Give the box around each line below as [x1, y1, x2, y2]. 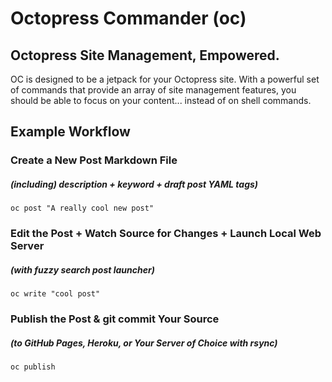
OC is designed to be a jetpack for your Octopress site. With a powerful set [10, 73, 320, 85]
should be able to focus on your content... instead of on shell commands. [10, 95, 312, 106]
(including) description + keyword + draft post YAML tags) [10, 178, 259, 190]
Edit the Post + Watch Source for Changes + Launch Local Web [10, 227, 322, 241]
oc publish [10, 362, 56, 372]
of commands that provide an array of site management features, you [10, 84, 297, 96]
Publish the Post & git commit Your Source [10, 312, 220, 326]
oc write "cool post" [10, 289, 101, 299]
